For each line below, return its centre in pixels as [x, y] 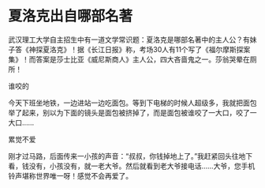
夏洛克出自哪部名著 [71, 16]
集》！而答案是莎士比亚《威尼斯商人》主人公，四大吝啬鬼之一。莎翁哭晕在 [129, 59]
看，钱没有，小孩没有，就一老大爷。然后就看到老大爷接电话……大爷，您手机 [132, 166]
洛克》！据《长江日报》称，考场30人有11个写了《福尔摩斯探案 [150, 49]
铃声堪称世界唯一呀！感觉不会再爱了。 [70, 175]
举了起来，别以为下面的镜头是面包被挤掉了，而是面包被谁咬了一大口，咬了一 [132, 112]
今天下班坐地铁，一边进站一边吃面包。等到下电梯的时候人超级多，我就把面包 [132, 103]
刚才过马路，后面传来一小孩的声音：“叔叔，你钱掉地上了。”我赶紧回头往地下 [131, 156]
